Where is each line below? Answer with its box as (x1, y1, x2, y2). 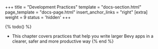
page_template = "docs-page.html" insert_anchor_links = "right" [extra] (5, 9, 148, 15)
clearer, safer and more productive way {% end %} (12, 38, 114, 44)
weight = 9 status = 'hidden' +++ (5, 15, 71, 20)
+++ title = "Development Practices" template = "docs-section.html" (5, 4, 142, 10)
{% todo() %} (5, 24, 32, 30)
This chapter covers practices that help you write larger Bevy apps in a (12, 33, 154, 39)
